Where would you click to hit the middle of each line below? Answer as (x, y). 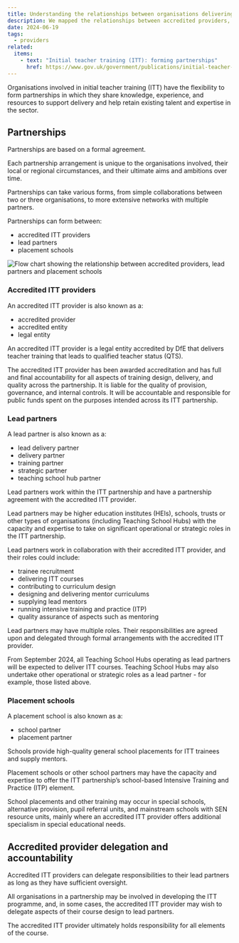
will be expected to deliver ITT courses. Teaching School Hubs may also (113, 667)
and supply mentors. (37, 759)
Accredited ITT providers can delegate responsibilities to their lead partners (118, 875)
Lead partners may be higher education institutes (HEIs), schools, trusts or (117, 513)
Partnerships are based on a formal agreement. (76, 150)
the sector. (23, 110)
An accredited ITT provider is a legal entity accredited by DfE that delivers (116, 348)
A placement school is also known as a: (65, 716)
